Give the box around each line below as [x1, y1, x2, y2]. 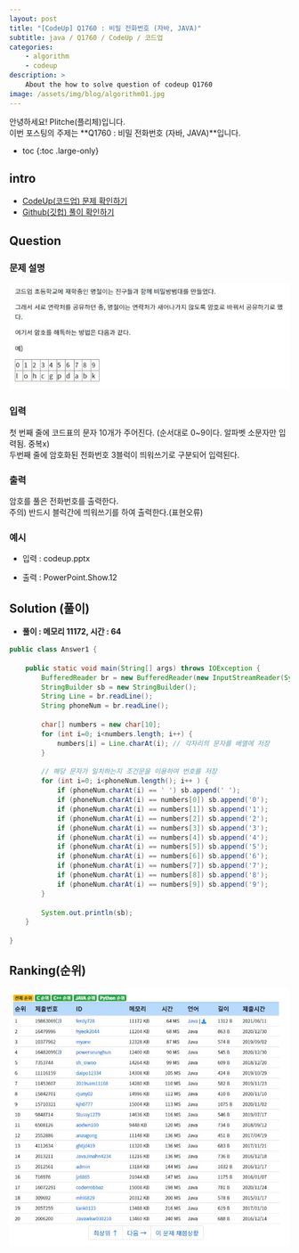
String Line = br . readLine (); [41, 692, 153, 701]
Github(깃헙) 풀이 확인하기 [21, 207, 115, 217]
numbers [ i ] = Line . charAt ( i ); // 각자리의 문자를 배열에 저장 [56, 739, 270, 748]
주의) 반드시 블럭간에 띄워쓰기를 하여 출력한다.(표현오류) [9, 506, 204, 517]
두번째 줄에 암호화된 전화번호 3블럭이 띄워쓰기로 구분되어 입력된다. [9, 449, 240, 460]
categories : [9, 43, 53, 52]
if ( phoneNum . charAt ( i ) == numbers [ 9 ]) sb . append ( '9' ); [56, 880, 269, 889]
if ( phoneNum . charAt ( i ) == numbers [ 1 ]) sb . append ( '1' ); [56, 805, 269, 814]
